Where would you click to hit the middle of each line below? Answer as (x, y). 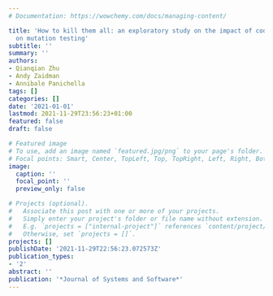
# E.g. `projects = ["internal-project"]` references (105, 226)
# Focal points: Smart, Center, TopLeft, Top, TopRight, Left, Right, (130, 159)
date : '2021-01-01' (41, 107)
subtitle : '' (30, 46)
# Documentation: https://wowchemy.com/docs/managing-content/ (118, 16)
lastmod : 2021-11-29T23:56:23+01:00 (70, 114)
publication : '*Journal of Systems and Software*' (96, 279)
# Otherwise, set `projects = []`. (72, 234)
